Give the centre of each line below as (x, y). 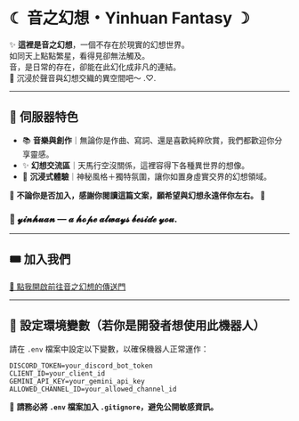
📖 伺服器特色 (44, 117)
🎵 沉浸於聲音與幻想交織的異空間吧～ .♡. (83, 77)
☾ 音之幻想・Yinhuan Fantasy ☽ (130, 18)
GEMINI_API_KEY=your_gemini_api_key (77, 381)
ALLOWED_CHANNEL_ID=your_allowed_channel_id (93, 389)
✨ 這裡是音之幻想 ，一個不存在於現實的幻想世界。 (99, 45)
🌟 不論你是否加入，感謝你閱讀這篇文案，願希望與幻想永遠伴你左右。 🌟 (137, 195)
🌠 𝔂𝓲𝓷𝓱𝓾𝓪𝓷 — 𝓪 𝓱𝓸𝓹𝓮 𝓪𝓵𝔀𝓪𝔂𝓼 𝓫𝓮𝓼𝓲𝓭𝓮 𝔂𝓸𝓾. (93, 219)
